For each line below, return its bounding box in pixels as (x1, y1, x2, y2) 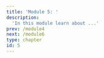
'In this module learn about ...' (12, 20, 99, 26)
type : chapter (6, 37, 43, 43)
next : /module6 (6, 31, 45, 37)
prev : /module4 (6, 25, 45, 32)
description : (6, 14, 40, 21)
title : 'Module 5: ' (6, 8, 59, 15)
